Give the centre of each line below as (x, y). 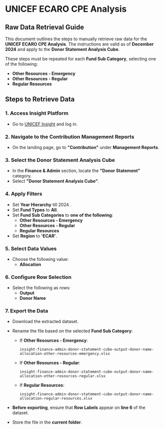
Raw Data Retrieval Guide (45, 27)
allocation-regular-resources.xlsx (56, 399)
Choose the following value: (40, 259)
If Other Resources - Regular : (50, 363)
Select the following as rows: (41, 288)
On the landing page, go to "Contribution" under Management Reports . (86, 147)
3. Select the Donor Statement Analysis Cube (60, 160)
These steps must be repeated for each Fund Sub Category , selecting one (81, 59)
